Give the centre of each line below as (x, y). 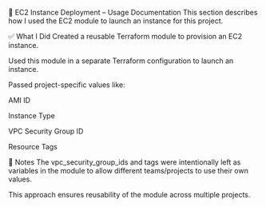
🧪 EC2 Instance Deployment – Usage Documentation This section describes (133, 12)
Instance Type (32, 115)
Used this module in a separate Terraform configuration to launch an (121, 61)
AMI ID (19, 100)
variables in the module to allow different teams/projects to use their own (129, 171)
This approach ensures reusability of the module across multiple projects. (129, 195)
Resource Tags (33, 147)
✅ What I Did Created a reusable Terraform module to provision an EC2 (125, 36)
